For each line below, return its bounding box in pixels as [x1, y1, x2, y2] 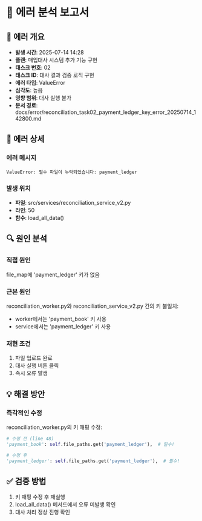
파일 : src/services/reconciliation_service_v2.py [15, 199, 131, 206]
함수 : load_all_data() [15, 214, 65, 221]
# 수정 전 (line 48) [6, 436, 54, 442]
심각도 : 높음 [15, 87, 44, 94]
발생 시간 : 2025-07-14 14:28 [15, 49, 84, 56]
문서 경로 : [15, 102, 38, 109]
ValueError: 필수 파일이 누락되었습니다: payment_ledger [6, 169, 138, 175]
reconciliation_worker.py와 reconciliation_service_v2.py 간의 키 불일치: [6, 302, 179, 310]
